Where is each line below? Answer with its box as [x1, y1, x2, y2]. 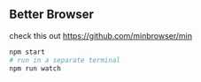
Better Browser [9, 7, 95, 22]
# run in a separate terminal [9, 56, 121, 64]
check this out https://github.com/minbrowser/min [9, 30, 193, 41]
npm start [9, 48, 46, 56]
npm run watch [9, 63, 62, 73]
